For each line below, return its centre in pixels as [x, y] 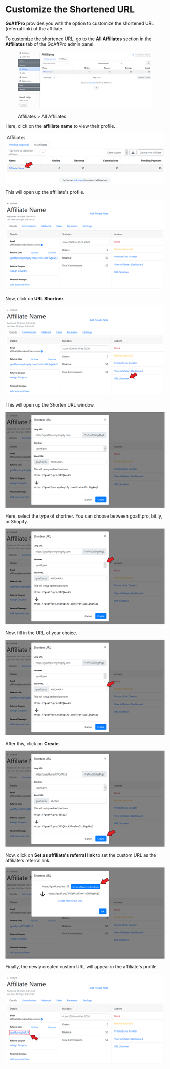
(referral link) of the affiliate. [34, 28]
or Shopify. [17, 521]
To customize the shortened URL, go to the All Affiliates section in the [78, 39]
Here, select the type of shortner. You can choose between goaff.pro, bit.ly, [84, 516]
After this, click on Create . [33, 744]
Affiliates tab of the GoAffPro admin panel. [50, 44]
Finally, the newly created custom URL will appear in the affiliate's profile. [82, 967]
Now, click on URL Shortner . [35, 299]
